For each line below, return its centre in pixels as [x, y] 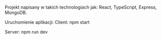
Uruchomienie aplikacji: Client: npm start [47, 22]
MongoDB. [16, 12]
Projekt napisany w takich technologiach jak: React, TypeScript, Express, [81, 7]
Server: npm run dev [26, 32]
